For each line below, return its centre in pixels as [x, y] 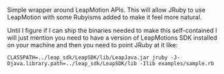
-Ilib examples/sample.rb [177, 64]
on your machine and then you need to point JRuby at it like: [92, 45]
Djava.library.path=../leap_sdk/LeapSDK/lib [72, 64]
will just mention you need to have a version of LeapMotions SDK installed [112, 38]
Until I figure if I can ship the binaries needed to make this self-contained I [112, 30]
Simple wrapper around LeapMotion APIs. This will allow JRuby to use [106, 10]
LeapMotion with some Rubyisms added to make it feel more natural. [104, 17]
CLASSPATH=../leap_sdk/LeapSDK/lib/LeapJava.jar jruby [88, 58]
